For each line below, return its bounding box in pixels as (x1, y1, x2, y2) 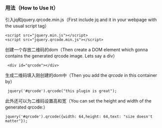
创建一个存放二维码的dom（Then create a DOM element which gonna (5, 46, 148, 53)
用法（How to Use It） (5, 4, 59, 11)
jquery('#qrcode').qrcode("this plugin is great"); (7, 88, 117, 93)
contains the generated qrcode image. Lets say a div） (5, 53, 118, 59)
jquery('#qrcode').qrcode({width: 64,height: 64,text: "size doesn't (5, 114, 153, 119)
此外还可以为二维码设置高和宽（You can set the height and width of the (5, 98, 152, 104)
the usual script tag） (5, 23, 49, 29)
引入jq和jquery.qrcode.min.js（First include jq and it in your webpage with (5, 16, 157, 23)
